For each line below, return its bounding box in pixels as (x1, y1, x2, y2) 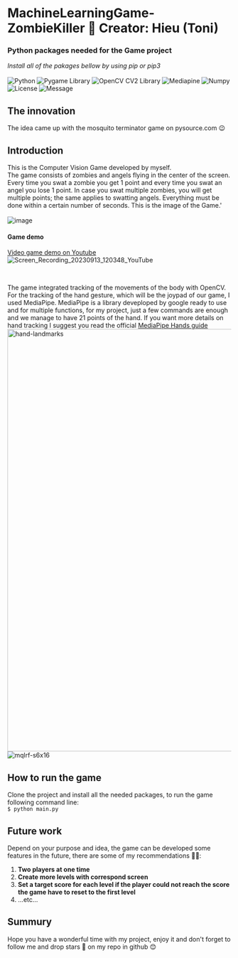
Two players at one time (17, 865, 90, 873)
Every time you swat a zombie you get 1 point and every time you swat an (7, 179, 222, 187)
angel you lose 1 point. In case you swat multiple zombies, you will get (7, 186, 212, 195)
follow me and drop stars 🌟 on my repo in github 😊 (7, 942, 157, 951)
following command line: (7, 798, 80, 807)
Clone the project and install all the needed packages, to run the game (7, 791, 213, 799)
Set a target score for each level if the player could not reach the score (17, 880, 229, 888)
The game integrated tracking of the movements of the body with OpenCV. (7, 283, 226, 292)
